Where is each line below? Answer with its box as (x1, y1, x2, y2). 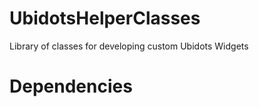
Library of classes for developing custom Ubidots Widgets (9, 40, 249, 52)
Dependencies (9, 75, 133, 98)
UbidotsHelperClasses (9, 7, 201, 30)
